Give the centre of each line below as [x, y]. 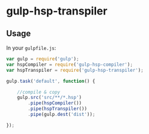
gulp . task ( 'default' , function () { [51, 81]
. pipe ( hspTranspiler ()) [57, 109]
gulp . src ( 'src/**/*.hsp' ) [50, 98]
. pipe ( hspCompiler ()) [55, 103]
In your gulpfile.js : [31, 48]
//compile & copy [39, 92]
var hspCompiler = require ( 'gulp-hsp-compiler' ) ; [70, 65]
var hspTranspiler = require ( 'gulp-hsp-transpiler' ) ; [75, 70]
